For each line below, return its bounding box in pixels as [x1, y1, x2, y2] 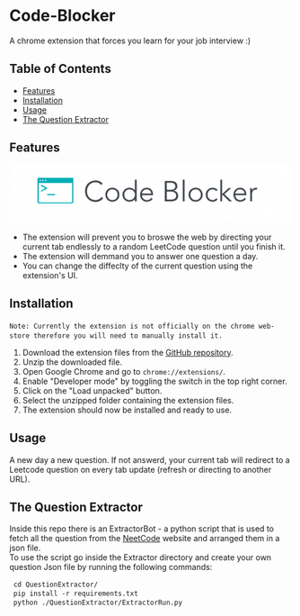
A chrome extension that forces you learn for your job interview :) [9, 35, 251, 46]
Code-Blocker [9, 5, 116, 26]
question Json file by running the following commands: [9, 562, 213, 573]
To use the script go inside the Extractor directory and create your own [9, 552, 272, 563]
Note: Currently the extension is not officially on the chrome [9, 322, 255, 331]
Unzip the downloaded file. [22, 357, 123, 367]
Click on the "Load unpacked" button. [22, 385, 163, 396]
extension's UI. [22, 269, 78, 280]
